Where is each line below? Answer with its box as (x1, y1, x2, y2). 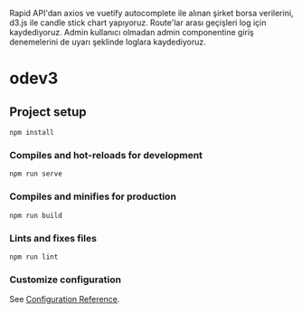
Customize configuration (9, 273, 122, 286)
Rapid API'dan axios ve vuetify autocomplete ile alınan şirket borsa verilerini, (9, 8, 294, 18)
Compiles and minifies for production (9, 190, 176, 203)
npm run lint (9, 252, 59, 261)
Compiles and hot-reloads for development (9, 148, 203, 161)
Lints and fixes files (9, 232, 98, 244)
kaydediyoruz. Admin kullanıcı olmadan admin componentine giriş (9, 27, 255, 37)
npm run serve (9, 169, 63, 179)
